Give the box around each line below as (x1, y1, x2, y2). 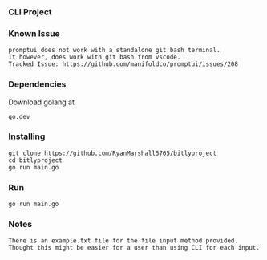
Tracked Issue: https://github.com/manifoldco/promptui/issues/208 (8, 60, 239, 68)
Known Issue (8, 27, 60, 39)
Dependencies (8, 79, 67, 90)
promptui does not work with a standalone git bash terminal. (8, 47, 220, 55)
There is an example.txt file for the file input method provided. (8, 237, 239, 245)
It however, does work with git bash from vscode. (8, 53, 181, 62)
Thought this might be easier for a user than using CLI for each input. (8, 244, 261, 252)
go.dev (8, 112, 30, 120)
